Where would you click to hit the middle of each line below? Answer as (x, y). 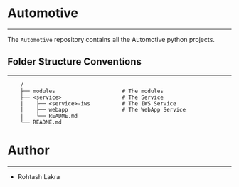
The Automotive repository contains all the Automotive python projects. (111, 39)
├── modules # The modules (92, 91)
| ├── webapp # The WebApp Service (103, 109)
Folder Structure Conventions (75, 62)
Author (28, 150)
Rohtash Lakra (39, 176)
